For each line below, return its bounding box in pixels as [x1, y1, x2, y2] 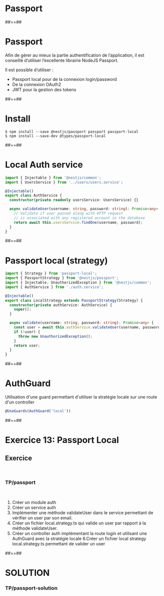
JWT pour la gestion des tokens [12, 86, 77, 93]
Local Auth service [5, 159, 83, 170]
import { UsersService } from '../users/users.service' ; [5, 180, 123, 185]
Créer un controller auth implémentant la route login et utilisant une [12, 531, 147, 537]
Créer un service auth [12, 505, 56, 511]
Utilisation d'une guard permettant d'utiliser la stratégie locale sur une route [5, 394, 157, 400]
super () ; [14, 307, 32, 312]
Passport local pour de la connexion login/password [12, 76, 117, 82]
